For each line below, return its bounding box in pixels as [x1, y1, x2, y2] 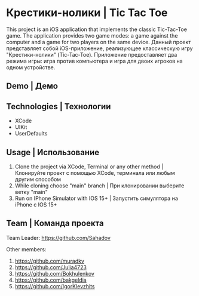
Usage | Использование [6, 147, 100, 158]
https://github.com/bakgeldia [14, 276, 87, 283]
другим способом [14, 175, 62, 183]
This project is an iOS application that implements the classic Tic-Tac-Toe [6, 26, 187, 33]
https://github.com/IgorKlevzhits [14, 282, 95, 289]
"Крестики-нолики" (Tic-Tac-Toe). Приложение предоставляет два [6, 51, 177, 58]
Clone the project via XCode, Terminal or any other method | [14, 163, 164, 170]
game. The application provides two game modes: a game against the [6, 32, 178, 39]
